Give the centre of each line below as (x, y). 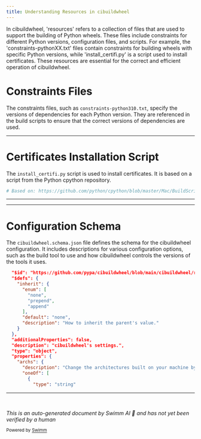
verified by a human (31, 419)
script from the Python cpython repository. (59, 180)
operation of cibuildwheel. (38, 67)
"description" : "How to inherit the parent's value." (91, 323)
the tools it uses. (27, 262)
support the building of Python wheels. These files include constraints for (97, 35)
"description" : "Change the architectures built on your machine (105, 368)
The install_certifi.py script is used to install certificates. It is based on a (99, 173)
